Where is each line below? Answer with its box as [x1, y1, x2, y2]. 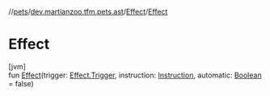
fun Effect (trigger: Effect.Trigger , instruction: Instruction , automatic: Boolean [8, 70, 262, 80]
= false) [8, 78, 34, 88]
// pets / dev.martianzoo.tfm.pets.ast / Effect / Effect [8, 7, 168, 16]
